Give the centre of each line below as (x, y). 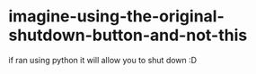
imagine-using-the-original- (117, 16)
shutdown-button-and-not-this (128, 35)
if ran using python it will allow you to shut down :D (103, 60)
